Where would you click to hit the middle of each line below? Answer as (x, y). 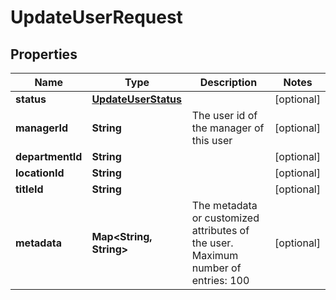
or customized (225, 218)
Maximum (215, 255)
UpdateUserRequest (96, 17)
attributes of (220, 230)
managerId (42, 128)
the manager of (228, 128)
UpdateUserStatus (137, 99)
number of (216, 268)
